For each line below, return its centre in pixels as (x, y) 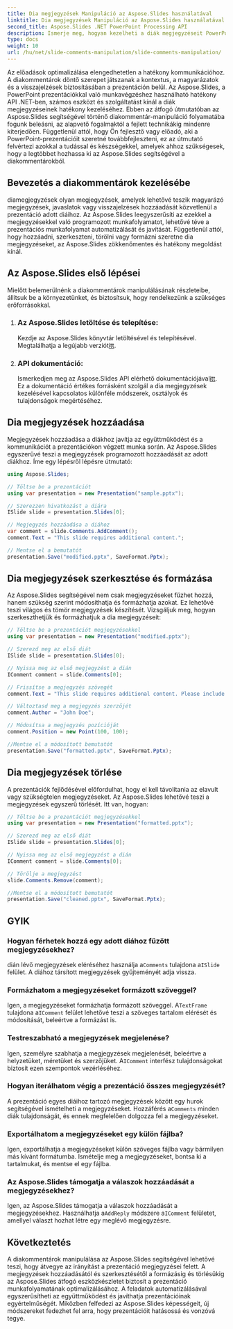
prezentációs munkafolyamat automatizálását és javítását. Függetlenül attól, (115, 229)
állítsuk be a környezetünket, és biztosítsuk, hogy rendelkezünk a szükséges (116, 297)
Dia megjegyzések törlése (65, 773)
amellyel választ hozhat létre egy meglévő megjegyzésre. (89, 1220)
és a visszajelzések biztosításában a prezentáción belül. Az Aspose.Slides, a (116, 87)
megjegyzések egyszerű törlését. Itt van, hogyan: (78, 804)
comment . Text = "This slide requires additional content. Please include (116, 694)
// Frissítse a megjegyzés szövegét (60, 687)
